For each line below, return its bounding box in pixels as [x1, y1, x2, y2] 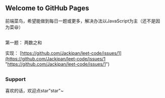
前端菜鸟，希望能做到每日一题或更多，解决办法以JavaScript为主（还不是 [5, 17, 156, 24]
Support [5, 75, 26, 82]
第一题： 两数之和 [5, 39, 42, 45]
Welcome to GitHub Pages [5, 4, 89, 12]
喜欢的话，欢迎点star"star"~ [5, 87, 64, 93]
